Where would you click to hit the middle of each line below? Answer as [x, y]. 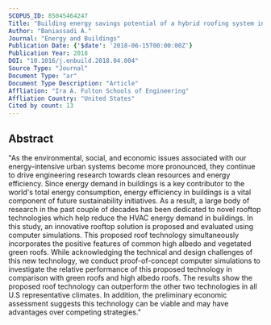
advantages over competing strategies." [75, 312]
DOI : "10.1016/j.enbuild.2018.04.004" [73, 61]
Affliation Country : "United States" [72, 98]
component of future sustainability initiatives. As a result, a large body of [129, 200]
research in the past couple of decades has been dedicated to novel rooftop [135, 209]
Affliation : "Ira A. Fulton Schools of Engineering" [99, 91]
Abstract [31, 138]
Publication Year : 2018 [48, 53]
